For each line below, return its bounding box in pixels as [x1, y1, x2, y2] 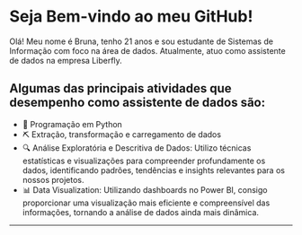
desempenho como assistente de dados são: [9, 95, 266, 110]
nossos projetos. [22, 174, 84, 185]
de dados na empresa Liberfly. [9, 55, 123, 65]
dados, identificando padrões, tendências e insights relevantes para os [22, 164, 286, 176]
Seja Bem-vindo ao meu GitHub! [9, 6, 253, 27]
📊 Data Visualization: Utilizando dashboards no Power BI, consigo [22, 184, 268, 195]
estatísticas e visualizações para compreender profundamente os [22, 155, 266, 166]
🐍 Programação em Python [22, 118, 123, 129]
